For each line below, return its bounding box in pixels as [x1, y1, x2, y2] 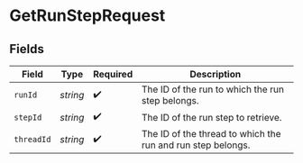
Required [93, 68, 133, 80]
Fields [9, 41, 45, 57]
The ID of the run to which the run [141, 83, 284, 95]
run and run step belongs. [141, 139, 251, 151]
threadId [14, 134, 51, 144]
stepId [14, 112, 42, 122]
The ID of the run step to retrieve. [141, 111, 282, 123]
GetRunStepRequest [9, 5, 166, 26]
